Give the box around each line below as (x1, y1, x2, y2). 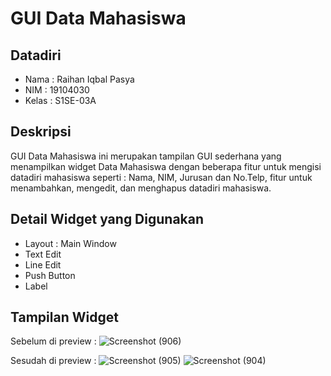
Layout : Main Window (24, 237, 117, 249)
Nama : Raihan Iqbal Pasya (24, 73, 135, 85)
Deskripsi (10, 123, 72, 141)
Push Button (24, 269, 76, 281)
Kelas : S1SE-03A (24, 95, 97, 106)
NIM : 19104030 (24, 84, 90, 96)
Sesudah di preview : (10, 355, 97, 367)
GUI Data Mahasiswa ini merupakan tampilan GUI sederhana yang (10, 150, 282, 162)
